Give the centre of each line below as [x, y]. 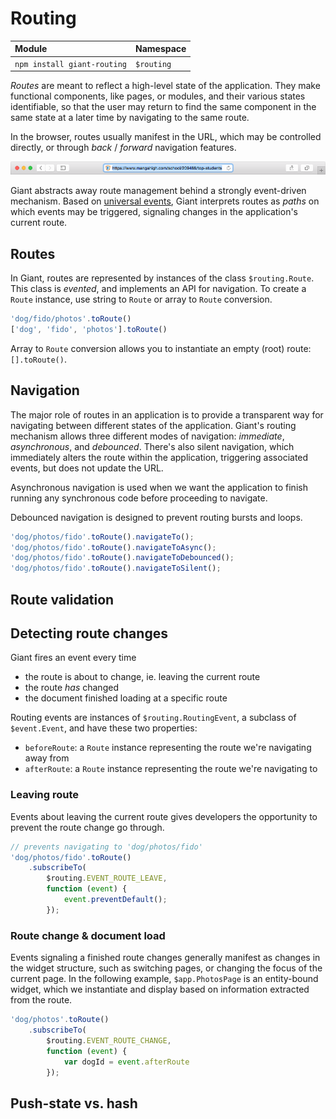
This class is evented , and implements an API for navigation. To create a [158, 289]
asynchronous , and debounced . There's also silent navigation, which [152, 446]
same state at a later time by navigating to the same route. [130, 118]
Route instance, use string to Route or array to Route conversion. [141, 299]
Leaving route [45, 795]
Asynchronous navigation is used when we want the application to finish [159, 487]
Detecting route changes [89, 633]
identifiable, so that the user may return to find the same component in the [163, 107]
